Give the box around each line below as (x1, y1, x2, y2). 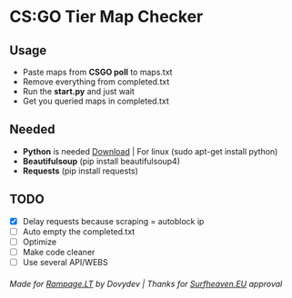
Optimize (22, 236, 57, 247)
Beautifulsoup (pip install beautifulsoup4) (22, 155, 180, 166)
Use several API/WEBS (22, 256, 108, 267)
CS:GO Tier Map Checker (9, 6, 204, 27)
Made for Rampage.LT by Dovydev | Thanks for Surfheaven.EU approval (9, 278, 283, 289)
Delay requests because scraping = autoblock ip (22, 215, 205, 226)
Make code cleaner (22, 246, 96, 257)
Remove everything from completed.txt (22, 76, 170, 87)
